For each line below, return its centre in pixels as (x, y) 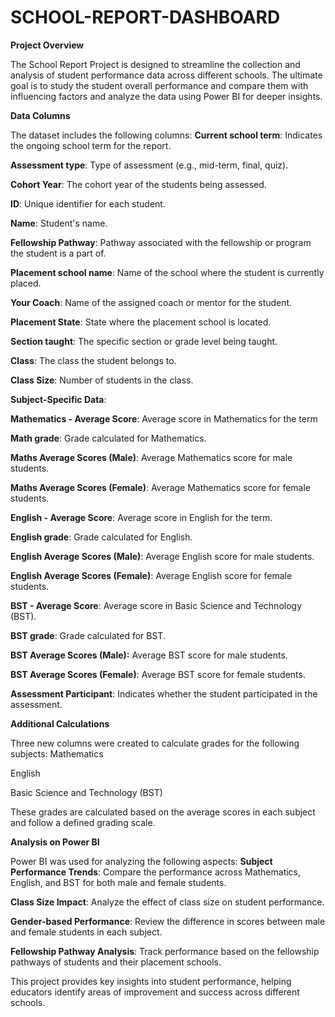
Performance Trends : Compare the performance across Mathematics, (156, 872)
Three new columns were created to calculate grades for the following (155, 743)
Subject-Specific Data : (58, 399)
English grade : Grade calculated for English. (101, 537)
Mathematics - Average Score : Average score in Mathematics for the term (164, 418)
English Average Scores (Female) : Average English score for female (151, 575)
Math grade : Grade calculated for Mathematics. (108, 438)
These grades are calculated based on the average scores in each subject (163, 812)
